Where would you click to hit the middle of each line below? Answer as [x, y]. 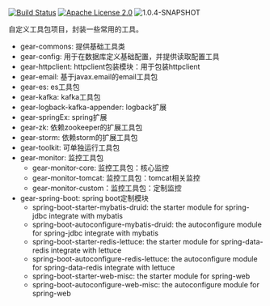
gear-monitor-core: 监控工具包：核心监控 [101, 168]
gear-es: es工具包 [50, 87]
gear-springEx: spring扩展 [63, 117]
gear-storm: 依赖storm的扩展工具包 [79, 137]
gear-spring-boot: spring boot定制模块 [84, 198]
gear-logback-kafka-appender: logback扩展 [93, 107]
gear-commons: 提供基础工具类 [72, 46]
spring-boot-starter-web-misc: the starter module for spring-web [141, 276]
